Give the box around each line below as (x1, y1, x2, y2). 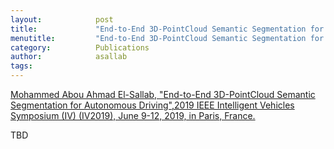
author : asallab (10, 52, 128, 62)
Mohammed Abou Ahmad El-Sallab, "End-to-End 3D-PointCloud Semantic (10, 89, 316, 100)
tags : (10, 61, 33, 71)
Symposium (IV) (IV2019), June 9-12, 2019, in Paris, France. (10, 110, 256, 121)
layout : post (10, 14, 114, 25)
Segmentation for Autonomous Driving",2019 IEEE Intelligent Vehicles (10, 99, 295, 111)
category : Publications (10, 42, 150, 53)
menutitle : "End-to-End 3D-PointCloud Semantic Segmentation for (10, 33, 325, 43)
